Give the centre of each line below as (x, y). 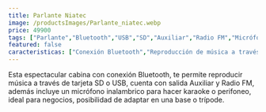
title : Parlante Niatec (47, 15)
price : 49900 (30, 30)
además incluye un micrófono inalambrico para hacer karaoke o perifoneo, (130, 91)
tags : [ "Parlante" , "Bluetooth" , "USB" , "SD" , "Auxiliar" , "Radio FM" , (120, 37)
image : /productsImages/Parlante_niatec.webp (84, 23)
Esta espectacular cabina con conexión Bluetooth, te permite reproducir (125, 75)
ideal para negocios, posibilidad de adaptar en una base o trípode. (116, 100)
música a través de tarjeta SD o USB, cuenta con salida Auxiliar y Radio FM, (131, 83)
